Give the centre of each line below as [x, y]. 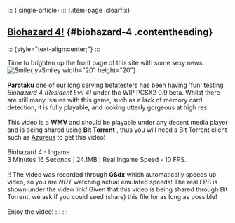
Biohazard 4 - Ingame [39, 152]
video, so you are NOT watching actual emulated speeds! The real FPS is [113, 182]
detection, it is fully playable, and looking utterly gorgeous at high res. [108, 107]
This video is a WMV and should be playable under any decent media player [117, 122]
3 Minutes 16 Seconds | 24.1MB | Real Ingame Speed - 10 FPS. [97, 159]
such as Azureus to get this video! [56, 137]
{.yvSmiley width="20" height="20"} [83, 70]
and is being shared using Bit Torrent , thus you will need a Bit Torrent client [117, 130]
